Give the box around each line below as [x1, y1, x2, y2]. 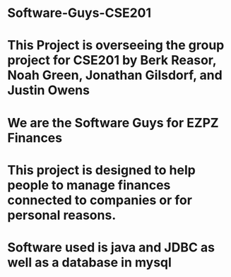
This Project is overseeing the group [7, 37, 225, 54]
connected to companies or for [7, 192, 193, 208]
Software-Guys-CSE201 [7, 5, 152, 21]
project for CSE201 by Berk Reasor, [7, 52, 217, 69]
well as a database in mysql [7, 254, 172, 270]
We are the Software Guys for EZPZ [7, 114, 219, 131]
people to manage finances [7, 177, 171, 193]
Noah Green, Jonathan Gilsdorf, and [7, 67, 223, 83]
